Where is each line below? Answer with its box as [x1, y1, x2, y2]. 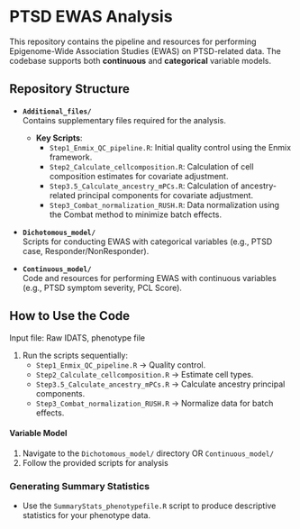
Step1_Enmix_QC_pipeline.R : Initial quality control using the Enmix [49, 141, 291, 152]
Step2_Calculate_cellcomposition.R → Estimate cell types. [35, 369, 254, 379]
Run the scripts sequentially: [22, 350, 129, 360]
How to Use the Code [9, 308, 131, 324]
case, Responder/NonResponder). [22, 245, 150, 256]
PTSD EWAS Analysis [9, 6, 173, 27]
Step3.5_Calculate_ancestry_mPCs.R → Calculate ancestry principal [35, 379, 286, 389]
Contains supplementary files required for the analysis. [22, 114, 227, 125]
